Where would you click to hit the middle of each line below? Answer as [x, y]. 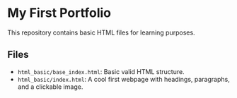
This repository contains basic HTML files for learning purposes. [102, 32]
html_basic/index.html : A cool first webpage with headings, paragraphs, [123, 79]
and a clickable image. [50, 87]
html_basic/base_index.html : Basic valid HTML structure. [101, 71]
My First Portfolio [59, 13]
